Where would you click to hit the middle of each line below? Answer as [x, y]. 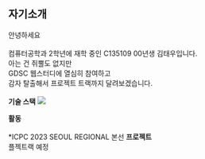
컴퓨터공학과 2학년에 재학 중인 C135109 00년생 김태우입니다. [103, 53]
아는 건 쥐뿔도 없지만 [40, 63]
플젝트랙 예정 [29, 146]
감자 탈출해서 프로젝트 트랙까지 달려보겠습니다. [81, 83]
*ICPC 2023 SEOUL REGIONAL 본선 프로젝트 [80, 137]
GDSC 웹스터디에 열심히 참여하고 [60, 73]
